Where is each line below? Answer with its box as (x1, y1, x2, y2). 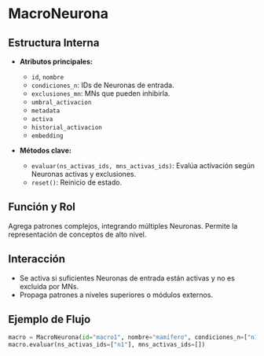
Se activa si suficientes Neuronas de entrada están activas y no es (19, 273, 236, 283)
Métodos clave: (19, 146, 72, 155)
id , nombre (31, 72, 64, 81)
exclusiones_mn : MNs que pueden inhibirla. (31, 89, 170, 98)
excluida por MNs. (19, 281, 79, 291)
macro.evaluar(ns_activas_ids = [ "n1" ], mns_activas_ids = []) (8, 341, 206, 349)
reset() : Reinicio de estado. (31, 178, 123, 187)
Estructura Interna (8, 36, 100, 50)
